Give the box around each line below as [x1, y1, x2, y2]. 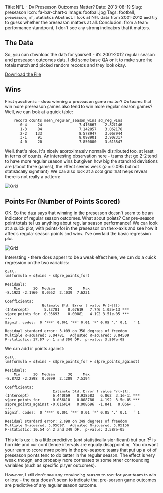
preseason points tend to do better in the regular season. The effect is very [5, 452, 155, 458]
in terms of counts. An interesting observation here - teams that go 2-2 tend [5, 153, 157, 159]
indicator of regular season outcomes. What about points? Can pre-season [5, 215, 155, 221]
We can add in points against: [5, 346, 65, 352]
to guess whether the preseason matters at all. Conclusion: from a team [5, 19, 148, 25]
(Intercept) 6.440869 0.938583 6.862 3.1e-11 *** [5, 393, 140, 398]
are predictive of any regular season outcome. [5, 482, 98, 488]
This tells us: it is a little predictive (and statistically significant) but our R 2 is [5, 436, 156, 442]
